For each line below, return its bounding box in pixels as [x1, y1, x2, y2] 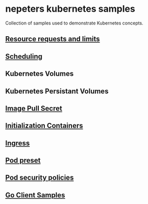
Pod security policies [5, 173, 74, 182]
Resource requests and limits [5, 35, 101, 43]
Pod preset [5, 156, 41, 165]
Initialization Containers [5, 121, 83, 130]
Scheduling [5, 52, 42, 61]
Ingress [5, 139, 30, 147]
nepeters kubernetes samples [5, 3, 135, 15]
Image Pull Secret [5, 104, 62, 113]
